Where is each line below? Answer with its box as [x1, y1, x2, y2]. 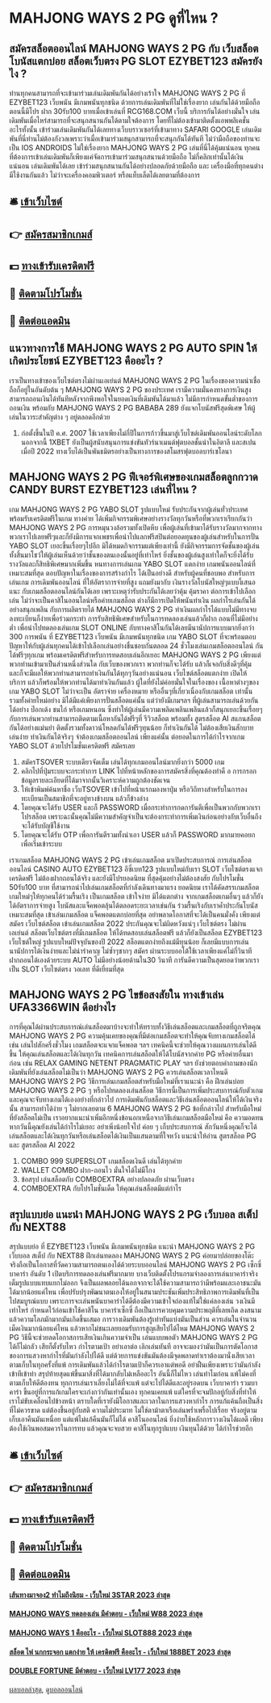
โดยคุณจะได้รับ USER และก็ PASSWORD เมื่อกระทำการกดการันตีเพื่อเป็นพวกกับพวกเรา [20, 802, 261, 812]
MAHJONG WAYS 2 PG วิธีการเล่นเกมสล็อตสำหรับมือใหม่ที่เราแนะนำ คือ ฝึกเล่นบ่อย [9, 1077, 244, 1086]
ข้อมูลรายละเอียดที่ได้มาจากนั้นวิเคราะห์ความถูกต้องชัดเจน [20, 775, 170, 785]
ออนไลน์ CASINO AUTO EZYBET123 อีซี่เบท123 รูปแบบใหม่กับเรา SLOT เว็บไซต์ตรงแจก [9, 864, 263, 874]
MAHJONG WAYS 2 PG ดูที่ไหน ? [9, 9, 219, 27]
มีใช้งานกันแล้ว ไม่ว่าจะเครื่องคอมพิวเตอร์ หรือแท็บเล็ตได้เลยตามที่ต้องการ [9, 171, 201, 179]
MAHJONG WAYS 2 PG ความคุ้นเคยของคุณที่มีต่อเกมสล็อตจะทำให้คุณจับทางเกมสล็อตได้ [9, 1031, 256, 1041]
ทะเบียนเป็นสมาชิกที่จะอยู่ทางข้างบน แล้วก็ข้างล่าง [20, 793, 148, 803]
